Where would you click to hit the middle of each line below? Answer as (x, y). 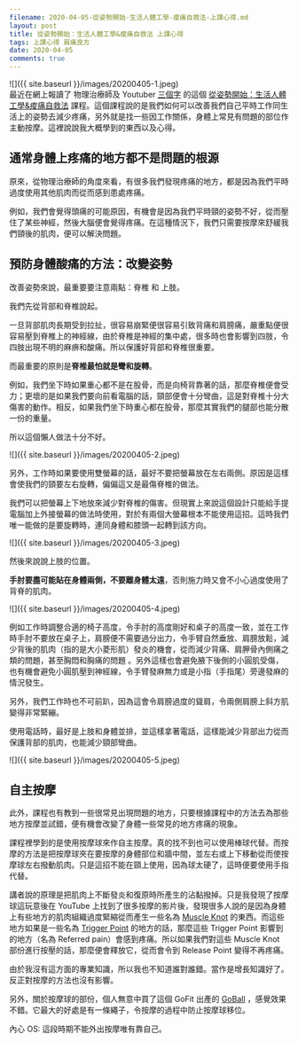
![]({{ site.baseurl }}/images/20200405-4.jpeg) (95, 608)
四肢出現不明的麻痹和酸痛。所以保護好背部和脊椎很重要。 (114, 347)
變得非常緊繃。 (36, 712)
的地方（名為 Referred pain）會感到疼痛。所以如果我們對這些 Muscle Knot (145, 939)
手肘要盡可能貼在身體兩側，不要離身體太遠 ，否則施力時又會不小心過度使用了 (149, 580)
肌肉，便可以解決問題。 (82, 233)
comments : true (37, 59)
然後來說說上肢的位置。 (52, 560)
